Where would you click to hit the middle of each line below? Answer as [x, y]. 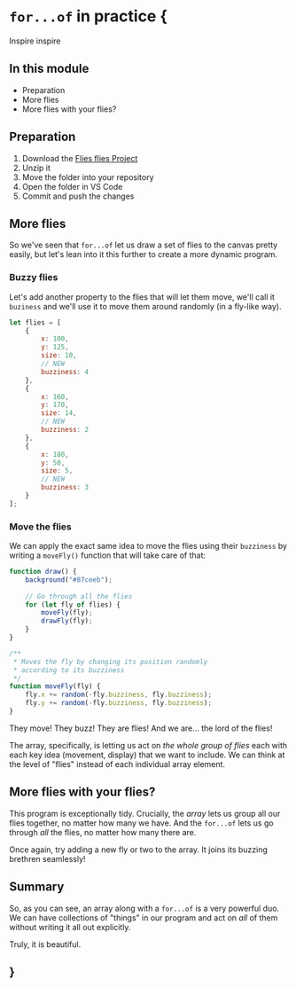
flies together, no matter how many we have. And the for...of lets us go [141, 823]
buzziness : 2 [65, 430]
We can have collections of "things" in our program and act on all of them [144, 917]
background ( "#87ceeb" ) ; [69, 580]
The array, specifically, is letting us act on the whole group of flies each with [148, 745]
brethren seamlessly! [47, 858]
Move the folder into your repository [88, 177]
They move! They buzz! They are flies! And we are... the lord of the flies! [141, 728]
